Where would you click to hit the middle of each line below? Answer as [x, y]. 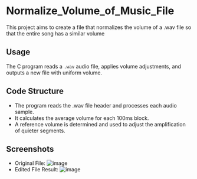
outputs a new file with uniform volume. [54, 73]
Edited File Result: [37, 170]
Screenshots [30, 149]
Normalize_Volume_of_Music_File [90, 11]
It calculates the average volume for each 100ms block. [82, 118]
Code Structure [35, 91]
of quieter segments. [40, 131]
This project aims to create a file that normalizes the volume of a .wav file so [99, 27]
